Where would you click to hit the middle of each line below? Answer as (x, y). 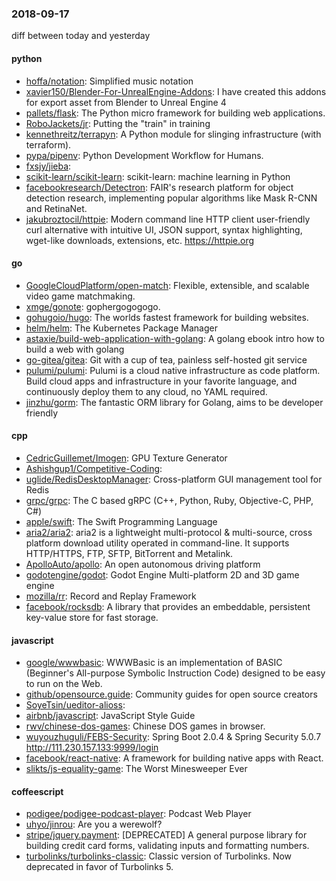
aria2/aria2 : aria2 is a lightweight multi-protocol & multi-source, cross (169, 532)
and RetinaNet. (56, 208)
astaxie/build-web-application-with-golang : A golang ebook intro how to (175, 338)
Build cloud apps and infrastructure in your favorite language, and (161, 381)
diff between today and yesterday (81, 36)
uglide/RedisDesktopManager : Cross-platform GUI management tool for (174, 479)
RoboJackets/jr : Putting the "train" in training (118, 123)
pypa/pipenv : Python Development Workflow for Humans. (144, 155)
